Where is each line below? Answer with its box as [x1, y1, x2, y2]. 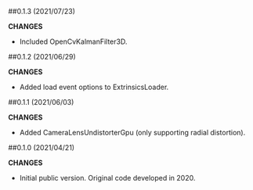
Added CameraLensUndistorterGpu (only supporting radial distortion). [19, 128, 246, 137]
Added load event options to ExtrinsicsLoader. [19, 82, 169, 91]
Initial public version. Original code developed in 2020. [19, 174, 196, 182]
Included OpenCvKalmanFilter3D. [19, 37, 128, 46]
